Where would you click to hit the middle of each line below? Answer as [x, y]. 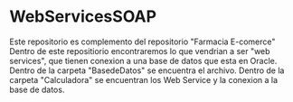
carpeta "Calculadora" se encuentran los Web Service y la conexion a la [144, 79]
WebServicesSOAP [83, 17]
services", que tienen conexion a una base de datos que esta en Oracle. [143, 60]
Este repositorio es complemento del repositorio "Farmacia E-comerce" [142, 42]
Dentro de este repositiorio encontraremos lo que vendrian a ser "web [140, 51]
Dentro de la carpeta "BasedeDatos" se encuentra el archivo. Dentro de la [147, 70]
